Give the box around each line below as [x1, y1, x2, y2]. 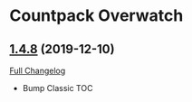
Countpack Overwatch [9, 5, 184, 26]
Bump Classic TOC [22, 83, 93, 93]
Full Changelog [9, 65, 66, 76]
